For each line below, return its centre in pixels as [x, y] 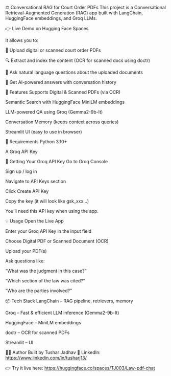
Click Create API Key [27, 191]
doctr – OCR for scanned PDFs [38, 333]
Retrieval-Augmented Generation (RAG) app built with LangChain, [74, 13]
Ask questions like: [25, 261]
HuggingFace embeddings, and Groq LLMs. [51, 18]
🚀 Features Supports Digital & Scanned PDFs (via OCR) [63, 92]
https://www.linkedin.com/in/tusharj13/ [46, 358]
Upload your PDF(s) [26, 251]
